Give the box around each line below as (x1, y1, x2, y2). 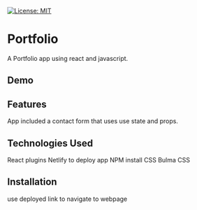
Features (7, 98, 47, 110)
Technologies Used (7, 137, 93, 149)
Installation (7, 176, 57, 188)
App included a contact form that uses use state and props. (7, 117, 178, 125)
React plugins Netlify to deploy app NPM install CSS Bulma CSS (7, 155, 191, 164)
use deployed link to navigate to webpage (7, 195, 128, 203)
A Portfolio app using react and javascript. (7, 54, 129, 62)
